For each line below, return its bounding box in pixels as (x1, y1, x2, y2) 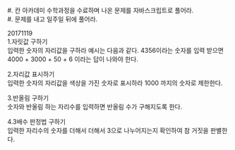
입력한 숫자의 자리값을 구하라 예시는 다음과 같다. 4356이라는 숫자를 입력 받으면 (7, 46, 224, 54)
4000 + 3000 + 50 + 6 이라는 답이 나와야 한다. (7, 55, 139, 63)
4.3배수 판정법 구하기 (7, 118, 66, 125)
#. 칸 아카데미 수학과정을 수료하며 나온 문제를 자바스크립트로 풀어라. (7, 6, 194, 14)
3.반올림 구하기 (7, 94, 49, 102)
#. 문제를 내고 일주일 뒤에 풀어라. (7, 15, 98, 23)
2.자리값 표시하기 (7, 70, 55, 78)
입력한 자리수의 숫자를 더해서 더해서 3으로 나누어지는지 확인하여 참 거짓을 (7, 126, 210, 135)
